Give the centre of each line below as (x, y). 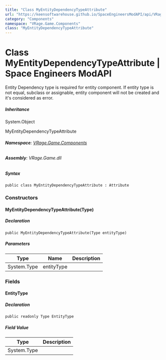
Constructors (21, 198)
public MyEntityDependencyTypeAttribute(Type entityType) (66, 233)
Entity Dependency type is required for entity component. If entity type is (80, 88)
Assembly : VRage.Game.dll (33, 158)
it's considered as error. (29, 98)
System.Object (20, 122)
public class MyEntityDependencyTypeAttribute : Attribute (67, 185)
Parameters (18, 244)
